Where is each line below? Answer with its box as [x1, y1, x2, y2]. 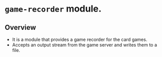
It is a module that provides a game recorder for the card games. [12, 36, 148, 42]
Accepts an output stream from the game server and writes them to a [12, 42, 157, 48]
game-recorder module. [5, 3, 102, 15]
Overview [5, 23, 37, 32]
